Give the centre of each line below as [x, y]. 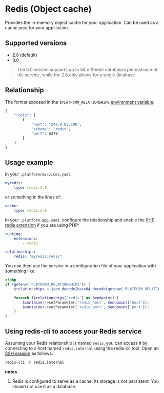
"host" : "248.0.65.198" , [56, 125]
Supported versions [36, 43]
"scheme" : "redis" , [51, 129]
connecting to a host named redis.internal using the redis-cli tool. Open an [82, 348]
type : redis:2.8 [31, 188]
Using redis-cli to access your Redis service [73, 331]
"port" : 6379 [44, 133]
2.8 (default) [25, 55]
